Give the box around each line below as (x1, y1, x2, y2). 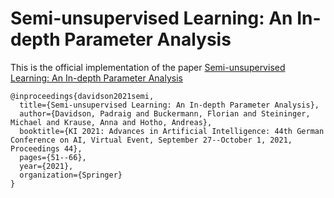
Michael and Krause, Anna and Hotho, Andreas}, (10, 117, 213, 127)
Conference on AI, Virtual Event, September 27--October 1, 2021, (10, 135, 293, 145)
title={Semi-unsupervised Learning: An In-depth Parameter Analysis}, (19, 100, 320, 110)
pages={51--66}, (19, 152, 87, 162)
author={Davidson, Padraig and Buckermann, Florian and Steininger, (19, 108, 311, 119)
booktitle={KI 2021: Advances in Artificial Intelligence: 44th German (19, 126, 325, 136)
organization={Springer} (19, 170, 123, 180)
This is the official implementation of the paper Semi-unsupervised (10, 61, 286, 73)
